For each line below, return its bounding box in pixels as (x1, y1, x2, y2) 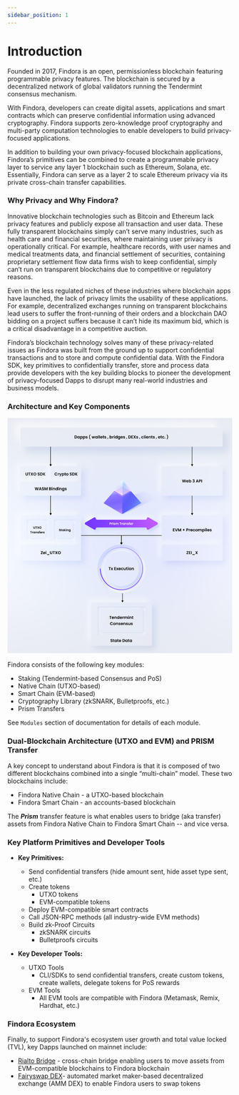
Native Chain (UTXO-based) (17, 682, 101, 690)
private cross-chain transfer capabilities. (7, 178, 127, 186)
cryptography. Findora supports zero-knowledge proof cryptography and (7, 118, 223, 127)
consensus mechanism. (7, 89, 77, 98)
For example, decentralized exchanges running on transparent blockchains (7, 301, 228, 310)
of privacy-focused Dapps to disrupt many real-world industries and (7, 375, 208, 385)
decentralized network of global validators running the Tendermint (7, 82, 203, 91)
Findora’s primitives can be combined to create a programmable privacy (7, 155, 219, 163)
